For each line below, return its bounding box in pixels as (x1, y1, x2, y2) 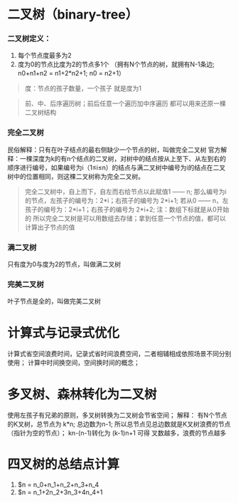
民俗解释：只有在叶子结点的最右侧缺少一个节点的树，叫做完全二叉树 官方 (7, 145, 221, 154)
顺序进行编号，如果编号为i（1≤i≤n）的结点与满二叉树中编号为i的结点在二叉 (7, 163, 226, 172)
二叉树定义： (7, 33, 52, 43)
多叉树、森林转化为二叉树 (7, 386, 158, 403)
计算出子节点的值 (24, 222, 75, 232)
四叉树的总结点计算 (7, 457, 120, 472)
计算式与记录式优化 (7, 325, 120, 341)
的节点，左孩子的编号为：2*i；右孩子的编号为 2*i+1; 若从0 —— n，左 (24, 196, 229, 204)
